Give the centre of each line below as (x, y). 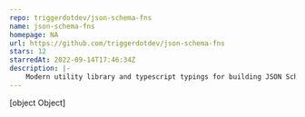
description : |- (40, 69)
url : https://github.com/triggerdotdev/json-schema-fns (117, 43)
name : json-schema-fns (52, 26)
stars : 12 (28, 52)
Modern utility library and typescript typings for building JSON (154, 77)
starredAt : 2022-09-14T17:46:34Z (73, 60)
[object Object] (38, 102)
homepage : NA (34, 34)
